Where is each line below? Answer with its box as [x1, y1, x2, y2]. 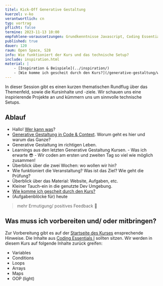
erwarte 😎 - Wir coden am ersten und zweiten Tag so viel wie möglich [12, 152, 153, 158]
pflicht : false [5, 25, 36, 30]
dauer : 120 [5, 43, 27, 48]
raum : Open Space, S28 [5, 48, 51, 53]
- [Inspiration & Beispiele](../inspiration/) [14, 66, 110, 71]
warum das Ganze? [12, 137, 51, 143]
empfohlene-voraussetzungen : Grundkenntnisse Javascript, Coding [5, 35, 140, 39]
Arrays [12, 265, 26, 271]
